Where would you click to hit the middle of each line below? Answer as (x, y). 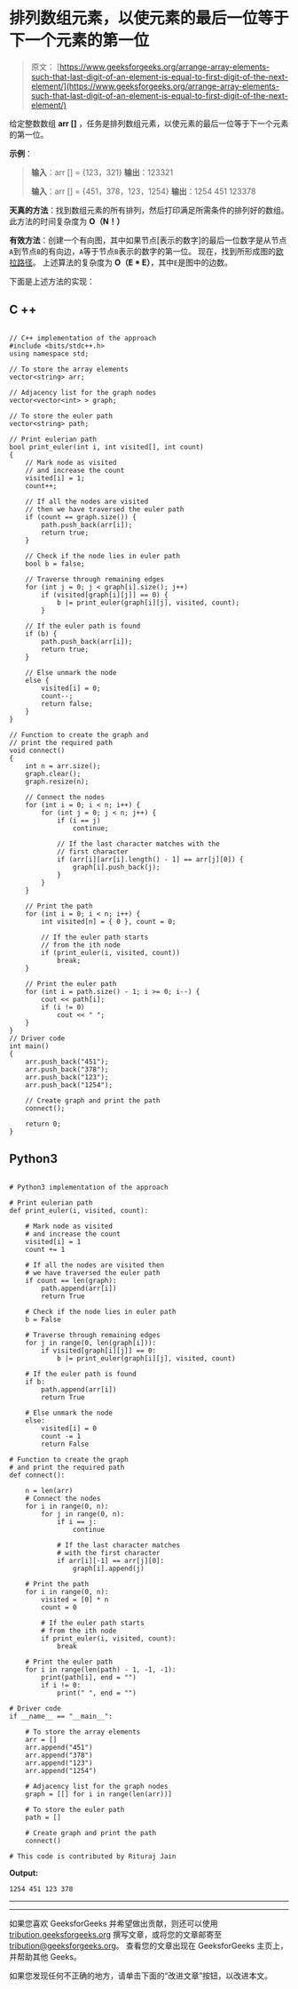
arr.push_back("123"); (67, 1077)
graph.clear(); (53, 774)
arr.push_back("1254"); (69, 1085)
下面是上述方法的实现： (52, 281)
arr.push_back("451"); (67, 1062)
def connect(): (37, 1475)
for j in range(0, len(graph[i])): (91, 1343)
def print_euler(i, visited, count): (79, 1210)
